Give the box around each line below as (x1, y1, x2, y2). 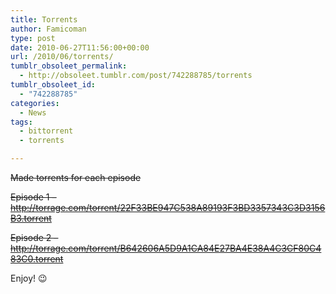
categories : (10, 98, 60, 108)
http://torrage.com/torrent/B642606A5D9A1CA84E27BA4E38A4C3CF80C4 (10, 242, 322, 254)
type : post (10, 33, 56, 43)
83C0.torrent (10, 253, 64, 265)
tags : (10, 117, 33, 127)
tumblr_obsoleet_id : (10, 80, 97, 90)
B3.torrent (10, 212, 52, 224)
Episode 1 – (10, 191, 57, 203)
